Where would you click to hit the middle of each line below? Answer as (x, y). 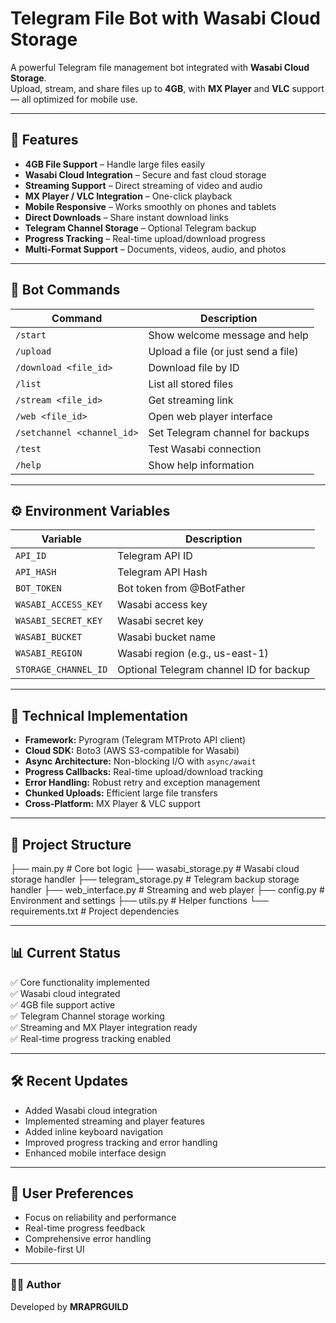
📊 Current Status (65, 953)
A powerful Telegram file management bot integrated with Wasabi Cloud (160, 67)
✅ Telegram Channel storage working (87, 1016)
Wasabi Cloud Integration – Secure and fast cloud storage (145, 174)
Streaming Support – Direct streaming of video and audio (143, 185)
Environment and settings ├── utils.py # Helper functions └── (139, 900)
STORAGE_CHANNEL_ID (61, 670)
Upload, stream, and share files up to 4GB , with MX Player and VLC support (167, 88)
